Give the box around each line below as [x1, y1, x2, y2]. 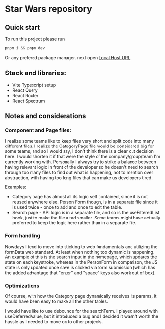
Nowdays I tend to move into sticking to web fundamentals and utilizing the [5, 243, 158, 250]
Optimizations [5, 282, 40, 289]
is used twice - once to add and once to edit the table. [12, 204, 122, 210]
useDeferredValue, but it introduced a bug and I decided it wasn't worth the [5, 313, 159, 319]
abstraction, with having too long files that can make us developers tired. [5, 175, 153, 181]
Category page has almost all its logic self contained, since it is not [12, 194, 148, 200]
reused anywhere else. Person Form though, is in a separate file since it [12, 199, 158, 205]
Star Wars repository [5, 3, 92, 15]
